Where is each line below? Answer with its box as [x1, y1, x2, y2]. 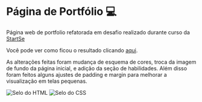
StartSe [6, 35, 25, 42]
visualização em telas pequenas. [6, 77, 87, 85]
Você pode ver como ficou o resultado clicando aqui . [6, 46, 138, 54]
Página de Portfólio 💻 [6, 5, 117, 19]
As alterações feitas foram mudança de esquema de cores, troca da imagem [6, 58, 197, 65]
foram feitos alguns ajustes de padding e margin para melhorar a [6, 71, 167, 78]
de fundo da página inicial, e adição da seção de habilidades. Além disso [6, 64, 188, 72]
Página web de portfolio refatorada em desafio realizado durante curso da [6, 28, 190, 36]
